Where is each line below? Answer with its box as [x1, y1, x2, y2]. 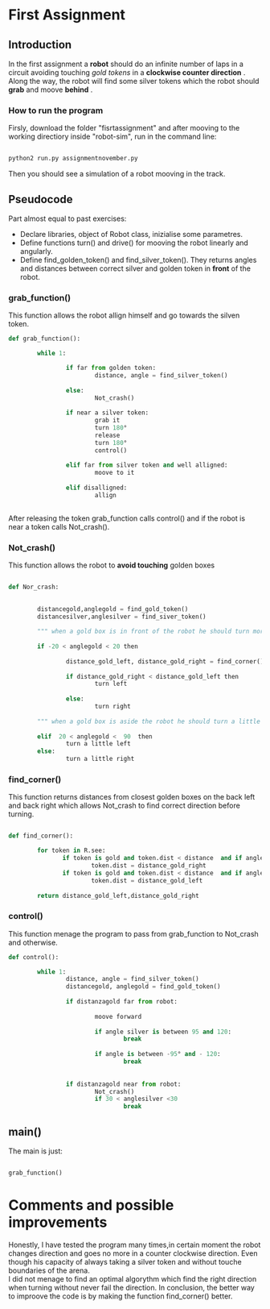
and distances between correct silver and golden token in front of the [19, 264, 252, 273]
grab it [94, 417, 121, 425]
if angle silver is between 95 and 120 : [94, 1028, 231, 1036]
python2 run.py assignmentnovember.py [8, 155, 138, 163]
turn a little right [65, 755, 135, 763]
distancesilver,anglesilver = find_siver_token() [37, 613, 207, 621]
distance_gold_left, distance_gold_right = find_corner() [65, 657, 264, 666]
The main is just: [8, 1146, 63, 1156]
